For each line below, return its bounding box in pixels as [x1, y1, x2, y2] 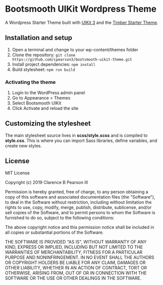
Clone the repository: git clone [12, 52, 75, 58]
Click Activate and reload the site [12, 105, 79, 111]
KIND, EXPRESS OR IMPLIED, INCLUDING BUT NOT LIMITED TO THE [5, 244, 143, 250]
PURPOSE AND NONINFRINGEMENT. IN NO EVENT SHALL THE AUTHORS [5, 254, 155, 260]
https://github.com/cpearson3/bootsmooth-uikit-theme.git [12, 57, 132, 62]
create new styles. [5, 142, 42, 148]
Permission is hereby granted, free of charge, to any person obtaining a [5, 189, 148, 195]
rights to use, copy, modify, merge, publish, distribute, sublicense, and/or [5, 204, 152, 210]
